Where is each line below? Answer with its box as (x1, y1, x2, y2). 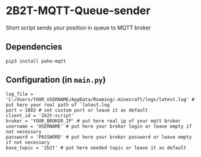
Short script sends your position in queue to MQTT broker (5, 24, 151, 31)
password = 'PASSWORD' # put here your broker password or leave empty (5, 134, 192, 140)
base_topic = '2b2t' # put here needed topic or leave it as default (5, 145, 187, 151)
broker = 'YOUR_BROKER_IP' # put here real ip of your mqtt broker (5, 118, 181, 124)
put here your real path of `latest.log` (5, 102, 113, 108)
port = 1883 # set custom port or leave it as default (5, 107, 148, 113)
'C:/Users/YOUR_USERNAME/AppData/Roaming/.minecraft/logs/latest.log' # (5, 96, 195, 102)
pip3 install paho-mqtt (5, 58, 67, 64)
